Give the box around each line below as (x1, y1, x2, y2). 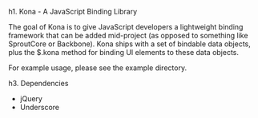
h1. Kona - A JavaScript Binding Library (8, 7, 138, 16)
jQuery (19, 94, 42, 103)
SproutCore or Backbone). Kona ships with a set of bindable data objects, (8, 39, 251, 49)
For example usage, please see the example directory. (8, 63, 187, 73)
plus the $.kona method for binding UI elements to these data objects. (8, 48, 239, 57)
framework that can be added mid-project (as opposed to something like (8, 31, 248, 40)
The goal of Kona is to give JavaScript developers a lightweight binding (8, 22, 244, 31)
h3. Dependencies (8, 79, 69, 88)
